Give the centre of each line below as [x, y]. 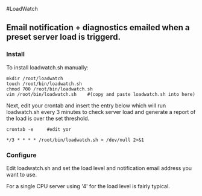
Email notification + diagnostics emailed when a [98, 27]
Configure [21, 155]
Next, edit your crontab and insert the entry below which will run [86, 106]
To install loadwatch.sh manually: [47, 67]
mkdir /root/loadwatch [35, 78]
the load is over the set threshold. [48, 118]
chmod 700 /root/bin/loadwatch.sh [50, 89]
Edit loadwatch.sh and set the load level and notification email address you [99, 168]
